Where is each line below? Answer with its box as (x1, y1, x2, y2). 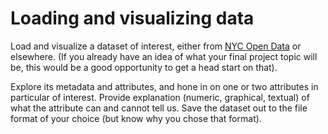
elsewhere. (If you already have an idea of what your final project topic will (10, 50, 318, 62)
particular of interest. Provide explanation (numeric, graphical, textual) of (10, 91, 310, 103)
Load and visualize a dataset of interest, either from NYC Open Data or (10, 40, 302, 52)
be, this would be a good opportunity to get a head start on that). (10, 61, 278, 73)
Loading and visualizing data (10, 7, 255, 30)
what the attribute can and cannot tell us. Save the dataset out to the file (10, 102, 308, 114)
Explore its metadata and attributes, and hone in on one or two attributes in (10, 80, 319, 92)
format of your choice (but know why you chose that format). (10, 112, 262, 124)
